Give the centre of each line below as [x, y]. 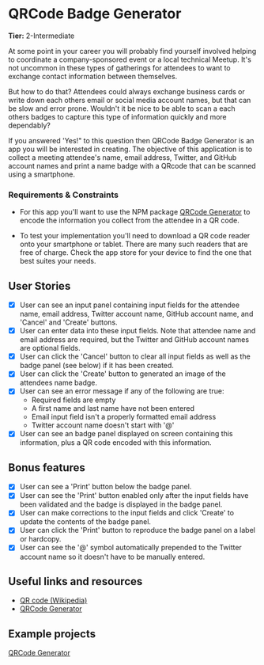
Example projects [52, 634]
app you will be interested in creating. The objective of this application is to [130, 149]
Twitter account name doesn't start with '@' [103, 425]
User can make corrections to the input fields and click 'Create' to [127, 513]
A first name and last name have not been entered [113, 408]
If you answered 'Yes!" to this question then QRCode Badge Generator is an [131, 140]
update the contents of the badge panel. [85, 522]
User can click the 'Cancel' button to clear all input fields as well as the [135, 356]
